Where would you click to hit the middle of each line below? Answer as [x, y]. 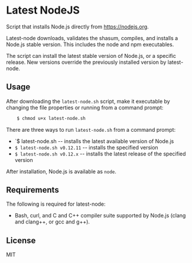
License [21, 240]
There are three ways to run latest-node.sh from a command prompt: [91, 129]
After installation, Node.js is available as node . [61, 171]
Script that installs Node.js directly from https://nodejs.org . [77, 27]
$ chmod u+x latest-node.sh [51, 118]
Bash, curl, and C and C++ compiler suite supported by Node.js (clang [100, 216]
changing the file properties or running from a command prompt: [85, 108]
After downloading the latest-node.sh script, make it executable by [88, 101]
